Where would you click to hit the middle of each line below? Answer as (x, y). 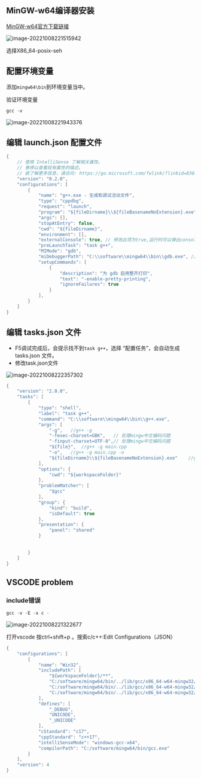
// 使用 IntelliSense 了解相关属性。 (60, 162)
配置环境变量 (30, 71)
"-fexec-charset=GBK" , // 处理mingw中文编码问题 (109, 436)
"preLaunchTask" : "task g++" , (76, 246)
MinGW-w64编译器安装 (50, 11)
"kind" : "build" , (71, 508)
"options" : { (54, 469)
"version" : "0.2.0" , (42, 179)
